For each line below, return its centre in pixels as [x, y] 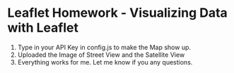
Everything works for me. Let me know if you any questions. [105, 62]
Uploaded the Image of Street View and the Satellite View [101, 55]
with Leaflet [43, 28]
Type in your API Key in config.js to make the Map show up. [104, 47]
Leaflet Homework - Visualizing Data [117, 13]
